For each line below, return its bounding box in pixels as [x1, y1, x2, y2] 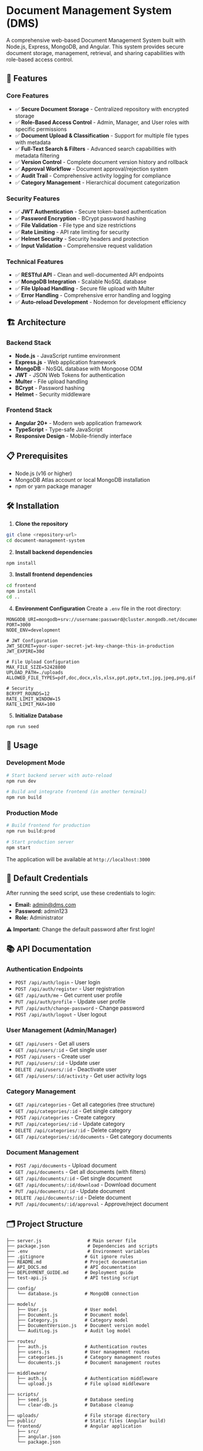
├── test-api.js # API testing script [6, 1275, 139, 1281]
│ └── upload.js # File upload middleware [6, 1381, 150, 1387]
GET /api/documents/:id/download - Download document [14, 1181, 156, 1188]
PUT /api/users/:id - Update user [14, 1059, 101, 1066]
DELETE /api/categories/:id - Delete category [14, 1127, 131, 1134]
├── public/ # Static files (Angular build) [6, 1418, 166, 1424]
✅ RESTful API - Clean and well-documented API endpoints [14, 271, 164, 278]
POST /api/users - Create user [14, 1053, 91, 1060]
